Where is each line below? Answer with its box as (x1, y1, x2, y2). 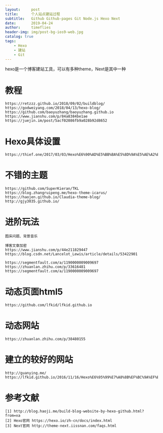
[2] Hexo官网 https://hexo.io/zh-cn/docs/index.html (5, 418, 113, 423)
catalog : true (5, 34, 34, 39)
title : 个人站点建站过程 (5, 12, 61, 17)
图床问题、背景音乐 (5, 234, 38, 239)
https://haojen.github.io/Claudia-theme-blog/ (5, 195, 101, 200)
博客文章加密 (5, 243, 27, 248)
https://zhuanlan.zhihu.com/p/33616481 (5, 265, 86, 269)
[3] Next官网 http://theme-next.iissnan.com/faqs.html (5, 423, 117, 428)
